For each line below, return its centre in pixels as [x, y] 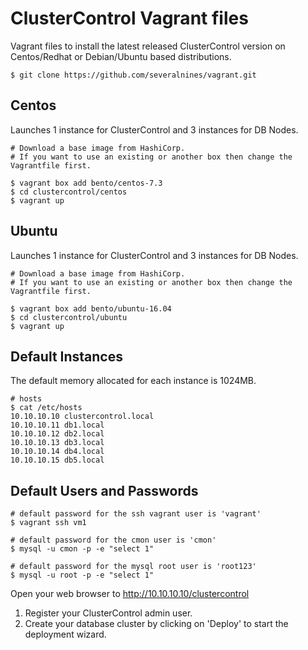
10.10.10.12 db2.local [57, 434]
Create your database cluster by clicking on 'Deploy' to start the [156, 624]
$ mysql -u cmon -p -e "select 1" [82, 549]
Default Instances [66, 356]
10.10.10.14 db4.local [57, 452]
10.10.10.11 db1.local [57, 425]
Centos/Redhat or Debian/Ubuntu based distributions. [121, 56]
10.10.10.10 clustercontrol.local [82, 417]
